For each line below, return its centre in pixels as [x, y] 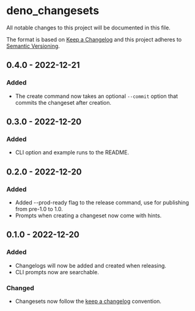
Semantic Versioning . [33, 46]
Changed [20, 288]
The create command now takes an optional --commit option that [97, 96]
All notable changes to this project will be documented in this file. [89, 28]
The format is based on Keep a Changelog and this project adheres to [94, 39]
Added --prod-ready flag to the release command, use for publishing [102, 202]
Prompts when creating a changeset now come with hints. [88, 215]
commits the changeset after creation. [63, 102]
